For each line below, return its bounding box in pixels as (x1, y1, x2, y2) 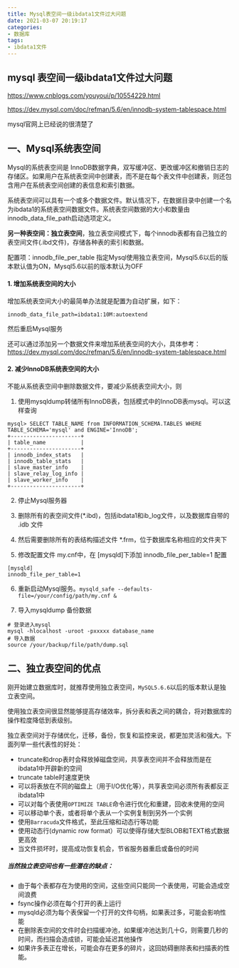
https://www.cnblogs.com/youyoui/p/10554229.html (7, 91, 161, 100)
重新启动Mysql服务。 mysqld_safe (17, 584, 115, 593)
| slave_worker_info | (7, 477, 84, 484)
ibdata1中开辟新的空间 (17, 764, 83, 773)
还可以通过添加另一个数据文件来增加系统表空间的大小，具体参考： (7, 340, 201, 348)
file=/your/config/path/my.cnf (17, 593, 111, 600)
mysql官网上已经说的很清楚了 (7, 119, 94, 128)
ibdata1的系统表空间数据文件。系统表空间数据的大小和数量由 (13, 205, 191, 213)
